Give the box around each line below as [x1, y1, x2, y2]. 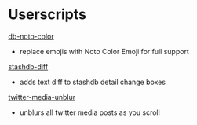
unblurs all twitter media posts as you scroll [19, 108, 161, 117]
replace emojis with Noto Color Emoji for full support [19, 46, 190, 56]
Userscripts [8, 6, 86, 24]
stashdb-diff [8, 61, 49, 72]
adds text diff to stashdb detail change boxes [19, 77, 166, 86]
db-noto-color [8, 31, 54, 41]
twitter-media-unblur [8, 92, 76, 101]
